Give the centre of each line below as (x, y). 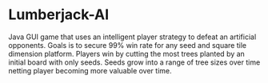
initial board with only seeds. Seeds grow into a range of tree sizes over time (134, 62)
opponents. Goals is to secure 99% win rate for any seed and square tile (127, 45)
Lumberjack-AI (59, 15)
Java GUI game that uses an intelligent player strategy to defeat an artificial (132, 37)
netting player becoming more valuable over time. (90, 70)
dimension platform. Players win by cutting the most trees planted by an (127, 53)
